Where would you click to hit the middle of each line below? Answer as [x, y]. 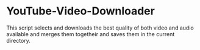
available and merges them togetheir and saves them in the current [91, 34]
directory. [18, 40]
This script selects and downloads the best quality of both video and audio [100, 28]
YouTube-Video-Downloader [81, 11]
